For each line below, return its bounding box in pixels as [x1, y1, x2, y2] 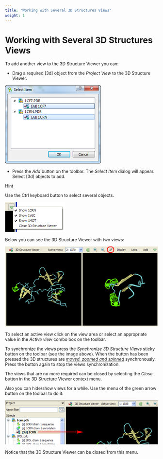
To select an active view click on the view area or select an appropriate [5, 331, 147, 337]
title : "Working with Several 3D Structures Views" [5, 8, 112, 13]
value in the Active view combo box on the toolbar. [5, 336, 106, 342]
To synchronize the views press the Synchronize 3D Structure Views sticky [5, 346, 155, 352]
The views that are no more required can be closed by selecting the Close [5, 371, 153, 376]
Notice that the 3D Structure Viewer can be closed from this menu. [5, 449, 138, 455]
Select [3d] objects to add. [12, 174, 65, 179]
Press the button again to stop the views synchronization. [5, 361, 120, 367]
